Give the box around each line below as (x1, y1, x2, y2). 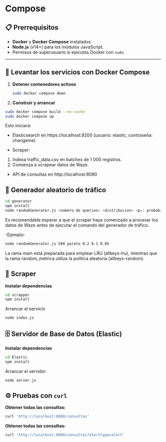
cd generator (5, 199, 32, 204)
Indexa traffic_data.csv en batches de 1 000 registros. (12, 156, 122, 163)
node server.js (5, 378, 37, 383)
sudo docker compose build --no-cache (5, 109, 85, 114)
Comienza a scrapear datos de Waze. (12, 162, 89, 168)
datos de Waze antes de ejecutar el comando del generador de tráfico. (5, 222, 149, 228)
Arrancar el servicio (5, 306, 45, 312)
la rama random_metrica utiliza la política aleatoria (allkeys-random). (5, 255, 145, 261)
